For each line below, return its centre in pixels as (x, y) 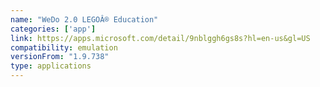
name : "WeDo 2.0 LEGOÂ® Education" (84, 19)
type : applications (51, 66)
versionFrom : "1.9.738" (60, 57)
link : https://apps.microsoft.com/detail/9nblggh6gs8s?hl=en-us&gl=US (160, 38)
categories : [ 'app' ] (53, 29)
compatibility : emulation (64, 47)
